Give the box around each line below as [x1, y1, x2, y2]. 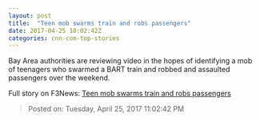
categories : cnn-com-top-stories [8, 34, 120, 42]
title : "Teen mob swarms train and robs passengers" [8, 19, 192, 27]
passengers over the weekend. [8, 73, 110, 83]
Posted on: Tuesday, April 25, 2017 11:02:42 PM [27, 104, 185, 114]
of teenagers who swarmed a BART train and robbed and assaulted [8, 65, 230, 75]
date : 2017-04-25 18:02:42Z [8, 26, 102, 34]
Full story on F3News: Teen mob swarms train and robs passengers [8, 89, 232, 99]
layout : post [8, 11, 52, 20]
